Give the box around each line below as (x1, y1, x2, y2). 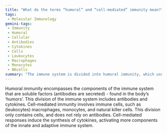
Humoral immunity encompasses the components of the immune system (5, 85, 154, 91)
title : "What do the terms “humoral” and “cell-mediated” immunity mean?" (5, 7, 164, 12)
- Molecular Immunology (7, 16, 57, 21)
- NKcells (7, 67, 28, 72)
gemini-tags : (5, 21, 32, 26)
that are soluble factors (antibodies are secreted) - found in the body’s (5, 90, 149, 97)
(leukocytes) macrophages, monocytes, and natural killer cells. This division (5, 106, 161, 112)
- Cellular (7, 35, 30, 40)
